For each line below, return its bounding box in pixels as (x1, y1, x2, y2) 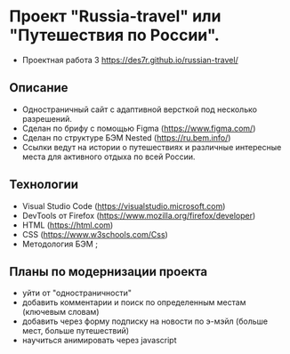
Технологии (9, 177, 78, 192)
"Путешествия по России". (9, 25, 220, 45)
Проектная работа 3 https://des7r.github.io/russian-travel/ (21, 54, 238, 65)
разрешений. (21, 113, 73, 124)
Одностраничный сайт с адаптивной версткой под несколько (21, 104, 258, 115)
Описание (9, 80, 68, 95)
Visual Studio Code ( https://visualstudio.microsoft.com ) (21, 200, 226, 211)
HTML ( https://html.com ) (21, 220, 114, 230)
